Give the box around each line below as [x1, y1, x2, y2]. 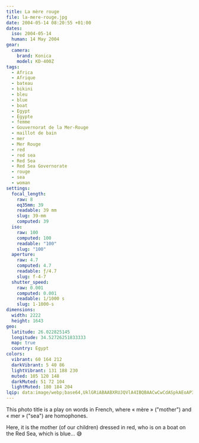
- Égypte [11, 113, 33, 119]
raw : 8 [17, 197, 33, 202]
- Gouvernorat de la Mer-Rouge [11, 125, 89, 131]
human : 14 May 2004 [11, 36, 60, 42]
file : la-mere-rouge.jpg [6, 14, 68, 20]
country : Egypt [11, 346, 49, 352]
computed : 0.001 [17, 290, 57, 296]
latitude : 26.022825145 [11, 329, 70, 335]
